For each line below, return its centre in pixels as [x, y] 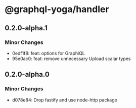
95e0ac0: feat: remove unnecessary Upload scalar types [71, 59]
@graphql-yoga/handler [57, 9]
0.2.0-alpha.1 [26, 28]
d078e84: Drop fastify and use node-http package [64, 100]
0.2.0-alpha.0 [27, 74]
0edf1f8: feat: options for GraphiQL [49, 53]
